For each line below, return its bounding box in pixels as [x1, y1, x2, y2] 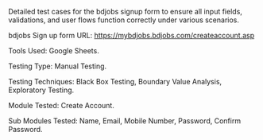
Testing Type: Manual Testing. [8, 61, 107, 71]
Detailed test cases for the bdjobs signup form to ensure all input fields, [8, 7, 242, 16]
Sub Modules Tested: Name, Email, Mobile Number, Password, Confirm [8, 116, 241, 126]
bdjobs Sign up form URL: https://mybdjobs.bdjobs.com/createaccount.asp [8, 31, 255, 40]
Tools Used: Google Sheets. [8, 46, 99, 55]
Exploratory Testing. [8, 85, 75, 95]
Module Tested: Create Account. [8, 101, 115, 110]
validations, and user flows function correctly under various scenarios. [8, 15, 240, 25]
